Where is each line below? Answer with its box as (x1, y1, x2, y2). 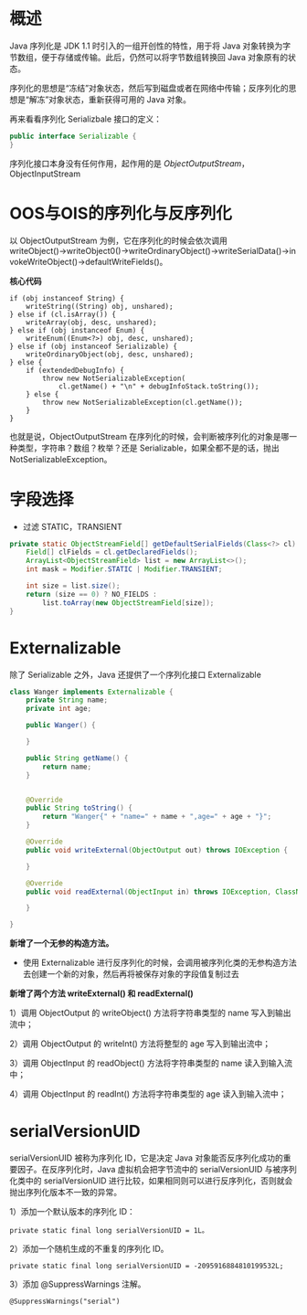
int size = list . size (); (26, 581, 121, 590)
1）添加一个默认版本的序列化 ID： (9, 1206, 135, 1217)
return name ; (42, 762, 92, 771)
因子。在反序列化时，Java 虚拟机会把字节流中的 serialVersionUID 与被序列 (16, 1164, 297, 1175)
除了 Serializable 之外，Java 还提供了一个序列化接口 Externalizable (9, 669, 262, 680)
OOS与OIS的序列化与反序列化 (9, 203, 233, 224)
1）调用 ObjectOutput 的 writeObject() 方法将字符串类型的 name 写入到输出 (9, 1007, 291, 1019)
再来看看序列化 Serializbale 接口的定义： (9, 113, 163, 124)
